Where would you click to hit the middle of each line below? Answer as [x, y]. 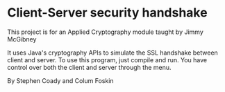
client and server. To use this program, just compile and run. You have [107, 59]
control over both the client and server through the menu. [89, 67]
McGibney [22, 39]
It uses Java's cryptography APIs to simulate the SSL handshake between [113, 53]
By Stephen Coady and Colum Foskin [60, 80]
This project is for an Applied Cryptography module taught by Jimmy [105, 32]
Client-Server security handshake [107, 13]
